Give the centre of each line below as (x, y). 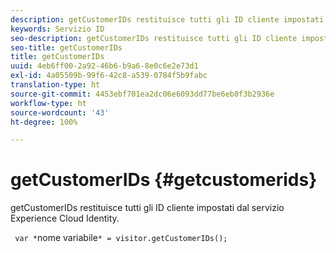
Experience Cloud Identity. (65, 218)
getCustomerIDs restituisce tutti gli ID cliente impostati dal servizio (147, 208)
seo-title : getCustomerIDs (66, 47)
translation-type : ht (55, 85)
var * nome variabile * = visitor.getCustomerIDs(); (121, 238)
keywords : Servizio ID (57, 29)
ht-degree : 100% (44, 122)
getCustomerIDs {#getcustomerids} (164, 180)
